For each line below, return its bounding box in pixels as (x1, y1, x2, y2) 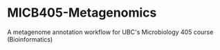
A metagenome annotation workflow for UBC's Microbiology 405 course (7, 28, 214, 36)
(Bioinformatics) (7, 35, 53, 43)
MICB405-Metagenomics (7, 5, 157, 21)
